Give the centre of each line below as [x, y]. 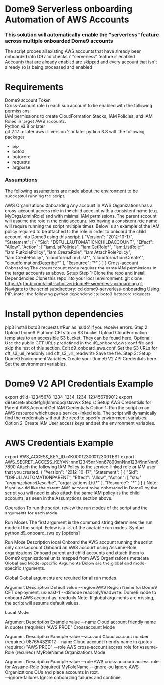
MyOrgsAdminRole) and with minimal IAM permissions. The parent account [81, 216]
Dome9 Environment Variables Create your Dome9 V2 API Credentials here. [81, 358]
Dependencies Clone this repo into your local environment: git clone [74, 278]
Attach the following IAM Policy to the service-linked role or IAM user [86, 467]
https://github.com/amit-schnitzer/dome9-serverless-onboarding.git [74, 283]
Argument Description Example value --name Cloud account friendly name [81, 622]
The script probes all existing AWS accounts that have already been [73, 51]
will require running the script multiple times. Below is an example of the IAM [82, 226]
